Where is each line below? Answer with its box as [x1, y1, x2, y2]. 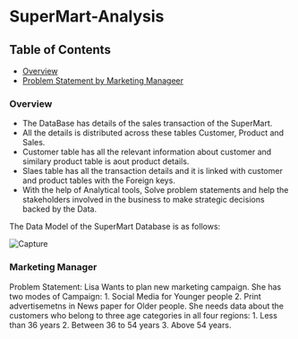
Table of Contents [9, 42, 112, 57]
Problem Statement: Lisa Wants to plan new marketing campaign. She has [9, 281, 282, 292]
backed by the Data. [21, 204, 97, 214]
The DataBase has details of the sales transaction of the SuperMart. [21, 118, 273, 129]
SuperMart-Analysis [9, 6, 165, 27]
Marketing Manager [9, 261, 98, 274]
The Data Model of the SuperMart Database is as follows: [9, 222, 221, 232]
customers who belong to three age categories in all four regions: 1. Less [9, 309, 277, 320]
